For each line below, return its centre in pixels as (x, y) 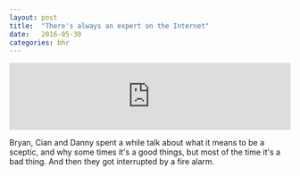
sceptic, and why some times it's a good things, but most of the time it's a (145, 152)
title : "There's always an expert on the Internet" (109, 26)
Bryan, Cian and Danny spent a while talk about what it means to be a (137, 143)
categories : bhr (39, 42)
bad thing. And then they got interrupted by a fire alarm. (112, 162)
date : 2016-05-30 (46, 34)
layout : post (33, 17)
